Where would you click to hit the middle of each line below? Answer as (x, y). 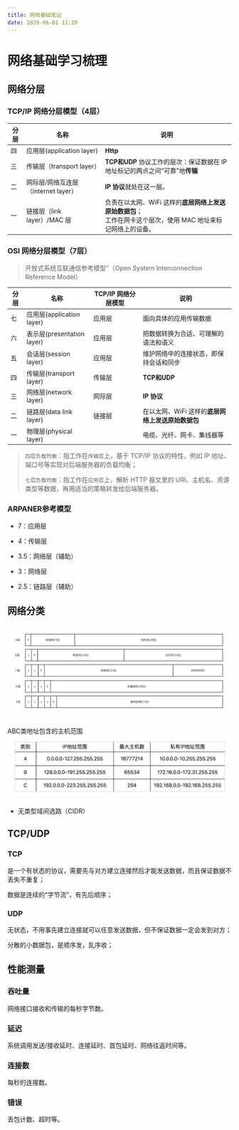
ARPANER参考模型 (39, 509)
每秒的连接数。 (29, 1082)
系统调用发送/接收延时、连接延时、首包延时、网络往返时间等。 (99, 1045)
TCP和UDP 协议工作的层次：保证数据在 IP (166, 162)
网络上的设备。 (133, 228)
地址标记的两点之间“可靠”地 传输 (151, 171)
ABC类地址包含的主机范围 (45, 731)
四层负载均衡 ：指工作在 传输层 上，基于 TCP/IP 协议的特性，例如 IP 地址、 (127, 456)
